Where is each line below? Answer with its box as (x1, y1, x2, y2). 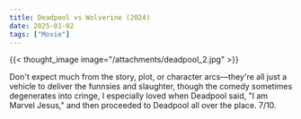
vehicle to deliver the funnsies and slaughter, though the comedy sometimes (9, 81, 293, 92)
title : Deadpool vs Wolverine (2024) (9, 13, 151, 22)
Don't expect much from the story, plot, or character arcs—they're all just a (9, 72, 288, 82)
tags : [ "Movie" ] (9, 30, 70, 38)
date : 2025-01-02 (9, 21, 75, 30)
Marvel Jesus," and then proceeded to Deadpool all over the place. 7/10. (9, 100, 277, 111)
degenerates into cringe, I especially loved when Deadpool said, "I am (9, 90, 269, 101)
